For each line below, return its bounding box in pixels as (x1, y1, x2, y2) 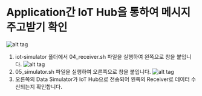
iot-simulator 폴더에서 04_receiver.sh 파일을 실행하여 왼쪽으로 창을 (15, 53, 175, 60)
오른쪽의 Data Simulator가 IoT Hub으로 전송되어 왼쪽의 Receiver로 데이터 (15, 76, 190, 83)
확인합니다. (36, 83, 62, 90)
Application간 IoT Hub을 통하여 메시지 (6, 5, 191, 19)
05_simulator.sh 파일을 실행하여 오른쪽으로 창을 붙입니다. (15, 68, 151, 75)
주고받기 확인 (6, 20, 68, 34)
